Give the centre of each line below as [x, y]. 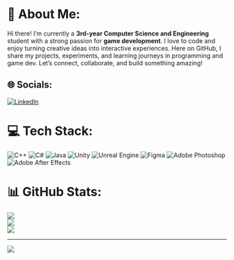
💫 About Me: [44, 14]
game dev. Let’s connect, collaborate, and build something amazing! [105, 63]
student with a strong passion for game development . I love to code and [111, 40]
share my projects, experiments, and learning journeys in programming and [115, 56]
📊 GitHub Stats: [55, 192]
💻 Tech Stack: [50, 131]
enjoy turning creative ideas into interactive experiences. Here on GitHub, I [114, 48]
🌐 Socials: [30, 85]
